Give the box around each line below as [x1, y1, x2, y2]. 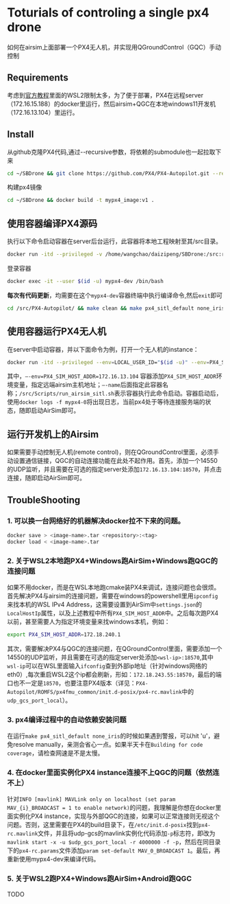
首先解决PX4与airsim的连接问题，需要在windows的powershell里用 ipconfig [7, 591, 218, 600]
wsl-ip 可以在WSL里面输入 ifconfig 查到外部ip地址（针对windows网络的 [7, 662, 207, 670]
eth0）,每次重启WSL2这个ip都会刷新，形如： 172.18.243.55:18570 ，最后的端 [7, 670, 222, 678]
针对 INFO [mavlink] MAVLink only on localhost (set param [7, 795, 176, 803]
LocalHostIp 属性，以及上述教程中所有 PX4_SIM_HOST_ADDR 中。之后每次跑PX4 [7, 609, 219, 617]
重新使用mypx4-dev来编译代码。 [7, 855, 100, 863]
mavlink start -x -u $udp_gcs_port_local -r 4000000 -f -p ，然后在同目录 [7, 838, 221, 846]
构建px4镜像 [7, 183, 42, 192]
